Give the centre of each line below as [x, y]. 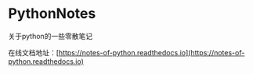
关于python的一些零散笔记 [50, 36]
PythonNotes [52, 14]
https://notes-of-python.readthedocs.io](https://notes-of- [152, 52]
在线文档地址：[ [34, 52]
